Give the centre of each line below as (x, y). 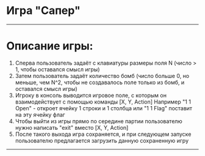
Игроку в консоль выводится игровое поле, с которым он (91, 95)
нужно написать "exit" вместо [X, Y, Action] (72, 127)
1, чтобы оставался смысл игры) (57, 69)
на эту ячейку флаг (40, 115)
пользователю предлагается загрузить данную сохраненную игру (102, 140)
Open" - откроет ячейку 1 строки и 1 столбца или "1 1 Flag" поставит (104, 108)
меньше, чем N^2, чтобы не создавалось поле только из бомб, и (100, 82)
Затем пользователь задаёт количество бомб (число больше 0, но (102, 76)
